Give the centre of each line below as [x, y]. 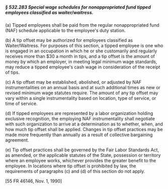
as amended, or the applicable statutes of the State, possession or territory [83, 155]
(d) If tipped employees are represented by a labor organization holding [79, 113]
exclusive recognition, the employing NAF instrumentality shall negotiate [80, 118]
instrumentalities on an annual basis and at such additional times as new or [83, 87]
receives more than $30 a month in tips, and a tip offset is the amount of [80, 56]
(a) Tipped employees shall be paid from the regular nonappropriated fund [82, 25]
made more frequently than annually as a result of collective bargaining [79, 135]
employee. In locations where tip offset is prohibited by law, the [71, 166]
